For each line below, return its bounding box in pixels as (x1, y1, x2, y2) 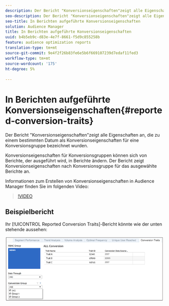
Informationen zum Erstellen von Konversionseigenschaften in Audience (5, 178, 154, 184)
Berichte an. (5, 168, 31, 174)
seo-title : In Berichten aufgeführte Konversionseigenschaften (5, 19, 141, 24)
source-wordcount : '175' (5, 61, 57, 66)
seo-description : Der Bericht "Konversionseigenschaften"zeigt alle (5, 13, 152, 19)
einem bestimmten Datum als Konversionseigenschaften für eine (5, 137, 139, 143)
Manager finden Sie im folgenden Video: (5, 183, 89, 189)
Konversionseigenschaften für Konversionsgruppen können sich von (5, 152, 147, 158)
